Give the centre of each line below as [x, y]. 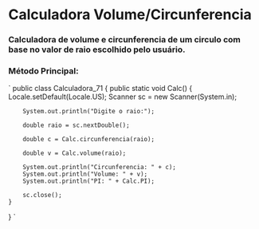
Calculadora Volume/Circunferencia [130, 15]
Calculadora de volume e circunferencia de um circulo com [125, 40]
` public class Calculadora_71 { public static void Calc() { [100, 89]
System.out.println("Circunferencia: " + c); [100, 168]
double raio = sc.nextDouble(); [76, 125]
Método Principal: [43, 71]
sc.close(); [42, 195]
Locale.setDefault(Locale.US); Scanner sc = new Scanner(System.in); [123, 97]
